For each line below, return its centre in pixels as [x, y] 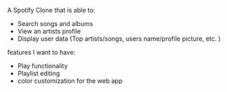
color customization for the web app [70, 81]
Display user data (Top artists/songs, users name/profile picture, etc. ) [119, 39]
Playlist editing [39, 73]
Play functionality [43, 66]
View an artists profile [49, 31]
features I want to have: [41, 52]
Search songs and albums [55, 24]
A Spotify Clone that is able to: [51, 10]
